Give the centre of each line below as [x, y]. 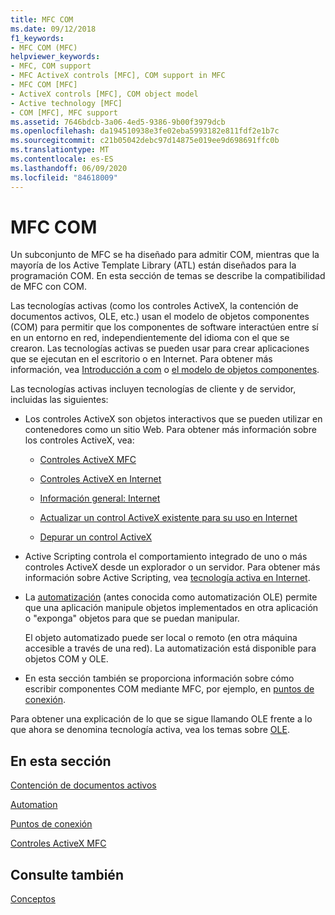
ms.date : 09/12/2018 [53, 29]
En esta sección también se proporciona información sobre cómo [159, 678]
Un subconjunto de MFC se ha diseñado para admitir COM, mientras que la [165, 255]
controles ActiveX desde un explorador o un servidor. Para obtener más [172, 567]
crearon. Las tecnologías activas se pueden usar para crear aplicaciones [160, 348]
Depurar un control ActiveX [96, 537]
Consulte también [67, 874]
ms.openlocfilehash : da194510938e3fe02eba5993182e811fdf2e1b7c [145, 131]
